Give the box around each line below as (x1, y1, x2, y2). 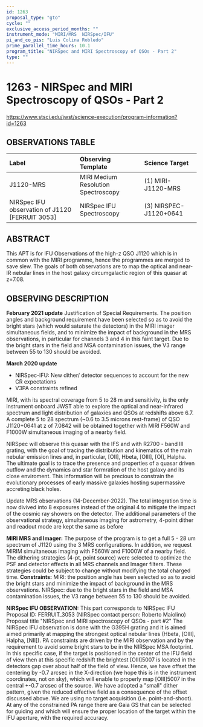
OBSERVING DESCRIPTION (6, 293, 109, 303)
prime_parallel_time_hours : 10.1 (6, 43, 91, 49)
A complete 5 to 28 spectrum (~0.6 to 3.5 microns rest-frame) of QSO (6, 416, 180, 422)
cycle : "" (6, 20, 31, 26)
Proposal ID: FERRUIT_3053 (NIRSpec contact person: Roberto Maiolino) (6, 611, 186, 618)
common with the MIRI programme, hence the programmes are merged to (6, 256, 190, 264)
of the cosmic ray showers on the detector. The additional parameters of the (6, 510, 196, 517)
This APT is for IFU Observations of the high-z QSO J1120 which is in (6, 250, 178, 257)
